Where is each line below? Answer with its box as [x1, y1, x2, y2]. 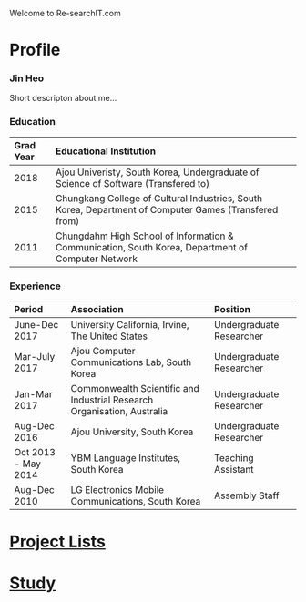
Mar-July [14, 351, 56, 363]
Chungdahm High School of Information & [55, 230, 234, 242]
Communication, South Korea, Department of [55, 240, 249, 253]
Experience [9, 280, 61, 292]
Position [213, 303, 250, 316]
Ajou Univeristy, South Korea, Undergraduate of [55, 166, 260, 179]
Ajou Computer [70, 345, 136, 358]
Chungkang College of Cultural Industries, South [55, 191, 262, 204]
